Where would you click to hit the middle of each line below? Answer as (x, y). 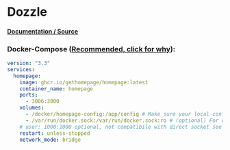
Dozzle (27, 12)
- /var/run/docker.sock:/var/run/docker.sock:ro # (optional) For (122, 121)
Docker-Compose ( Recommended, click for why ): (91, 49)
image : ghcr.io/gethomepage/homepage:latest (84, 82)
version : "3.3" (29, 63)
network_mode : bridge (50, 140)
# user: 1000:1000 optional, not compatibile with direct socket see (121, 127)
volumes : (32, 108)
